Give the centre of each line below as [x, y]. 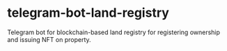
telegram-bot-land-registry [88, 13]
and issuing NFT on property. [49, 39]
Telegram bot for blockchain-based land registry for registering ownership [114, 32]
